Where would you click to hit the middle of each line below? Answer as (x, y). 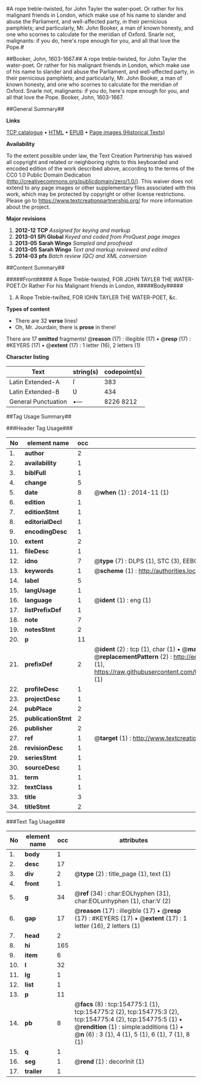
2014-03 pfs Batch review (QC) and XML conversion (81, 256)
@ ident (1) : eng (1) (123, 600)
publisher (39, 728)
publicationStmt (48, 718)
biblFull (35, 473)
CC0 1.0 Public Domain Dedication (49, 175)
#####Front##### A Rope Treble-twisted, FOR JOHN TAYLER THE (89, 279)
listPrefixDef (43, 610)
